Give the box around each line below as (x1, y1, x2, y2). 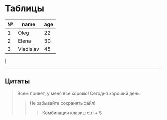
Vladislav (18, 45, 40, 52)
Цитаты (5, 77, 30, 86)
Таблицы (5, 3, 45, 14)
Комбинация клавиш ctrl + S (42, 110, 102, 116)
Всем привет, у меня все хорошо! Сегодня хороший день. (17, 90, 141, 96)
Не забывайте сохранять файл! (29, 100, 96, 106)
